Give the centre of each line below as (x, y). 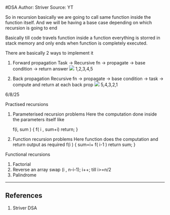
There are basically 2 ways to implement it (49, 53)
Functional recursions (28, 154)
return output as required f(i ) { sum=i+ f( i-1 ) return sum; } (74, 145)
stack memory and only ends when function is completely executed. (76, 43)
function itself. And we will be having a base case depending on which (79, 23)
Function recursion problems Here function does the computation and (85, 139)
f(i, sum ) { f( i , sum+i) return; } (45, 129)
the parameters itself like (38, 119)
